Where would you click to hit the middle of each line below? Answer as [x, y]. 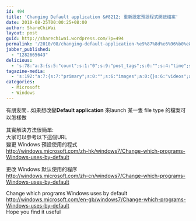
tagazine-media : [26, 71]
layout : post [22, 33]
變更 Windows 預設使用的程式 [42, 144]
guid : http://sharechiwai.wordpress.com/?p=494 [65, 38]
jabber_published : [28, 50]
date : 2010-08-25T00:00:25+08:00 [47, 22]
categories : [20, 82]
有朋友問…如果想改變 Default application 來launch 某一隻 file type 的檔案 [93, 110]
